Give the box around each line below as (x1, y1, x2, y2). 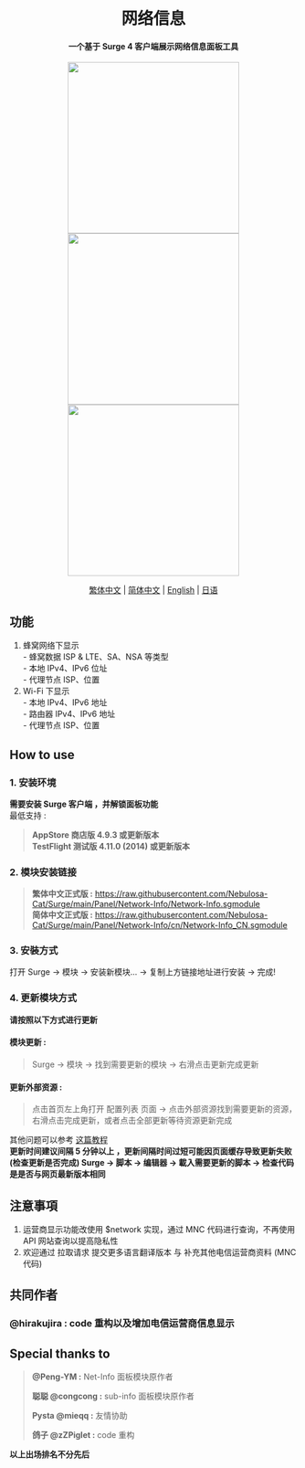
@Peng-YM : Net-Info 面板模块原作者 (31, 1371, 174, 1382)
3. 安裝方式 (9, 945, 58, 957)
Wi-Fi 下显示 (22, 686, 70, 697)
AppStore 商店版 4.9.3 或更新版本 (31, 829, 160, 840)
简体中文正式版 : (31, 910, 93, 921)
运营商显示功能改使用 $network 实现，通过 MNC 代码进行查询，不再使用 (22, 1224, 295, 1234)
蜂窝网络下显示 (22, 640, 79, 651)
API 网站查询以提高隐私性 (22, 1235, 119, 1246)
